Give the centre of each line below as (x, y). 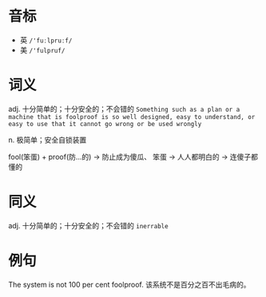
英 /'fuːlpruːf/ (46, 40)
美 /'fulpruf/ (42, 49)
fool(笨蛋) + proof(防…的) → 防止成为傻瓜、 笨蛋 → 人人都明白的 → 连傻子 (130, 156)
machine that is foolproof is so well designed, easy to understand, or (132, 117)
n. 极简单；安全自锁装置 (48, 140)
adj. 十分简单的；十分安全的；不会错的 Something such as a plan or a (124, 109)
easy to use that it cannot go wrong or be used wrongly (105, 124)
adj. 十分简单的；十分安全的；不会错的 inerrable (89, 225)
